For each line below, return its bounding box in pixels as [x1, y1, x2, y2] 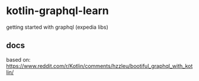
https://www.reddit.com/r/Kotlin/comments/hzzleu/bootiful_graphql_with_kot [6, 62, 193, 69]
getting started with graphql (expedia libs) [6, 23, 108, 31]
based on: [6, 56, 31, 63]
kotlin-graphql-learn [6, 4, 110, 18]
